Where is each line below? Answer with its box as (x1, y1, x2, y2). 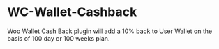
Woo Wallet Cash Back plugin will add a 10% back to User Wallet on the (7, 27, 213, 35)
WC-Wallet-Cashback (7, 4, 137, 20)
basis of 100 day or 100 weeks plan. (7, 34, 110, 42)
